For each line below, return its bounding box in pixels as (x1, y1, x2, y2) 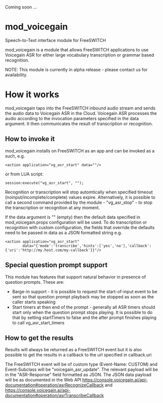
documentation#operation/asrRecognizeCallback (5, 382, 104, 388)
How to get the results (5, 334, 74, 342)
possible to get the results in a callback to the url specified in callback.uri (5, 352, 152, 358)
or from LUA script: (5, 171, 44, 177)
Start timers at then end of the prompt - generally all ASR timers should (12, 304, 155, 310)
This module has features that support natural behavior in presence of (5, 274, 146, 280)
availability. (5, 72, 28, 78)
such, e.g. (5, 153, 25, 159)
